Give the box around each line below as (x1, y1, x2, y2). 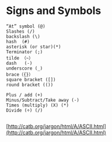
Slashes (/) (6, 28, 35, 34)
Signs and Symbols (6, 4, 101, 18)
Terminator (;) (6, 49, 43, 55)
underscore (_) (6, 65, 43, 71)
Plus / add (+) (6, 92, 43, 98)
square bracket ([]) (6, 77, 57, 82)
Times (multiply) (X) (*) (6, 102, 69, 108)
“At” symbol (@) (6, 23, 45, 29)
